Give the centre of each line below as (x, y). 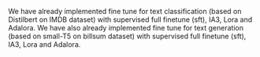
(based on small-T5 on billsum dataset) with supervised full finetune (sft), (127, 36)
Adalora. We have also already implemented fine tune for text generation (126, 28)
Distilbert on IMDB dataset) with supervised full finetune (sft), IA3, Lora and (130, 20)
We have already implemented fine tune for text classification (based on (125, 11)
